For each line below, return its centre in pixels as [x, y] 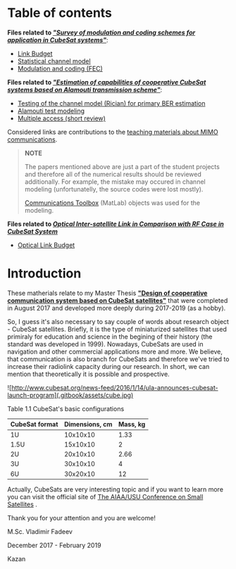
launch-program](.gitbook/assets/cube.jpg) [70, 395]
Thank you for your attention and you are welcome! [82, 518]
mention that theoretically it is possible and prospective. [89, 374]
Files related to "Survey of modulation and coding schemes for [101, 32]
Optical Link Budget [46, 245]
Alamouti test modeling [51, 111]
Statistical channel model [54, 61]
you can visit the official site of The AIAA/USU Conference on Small [105, 497]
